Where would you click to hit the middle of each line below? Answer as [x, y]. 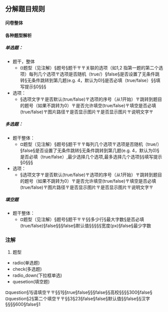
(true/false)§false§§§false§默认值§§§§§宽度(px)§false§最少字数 [86, 226]
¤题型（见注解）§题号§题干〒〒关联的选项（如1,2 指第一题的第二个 [89, 67]
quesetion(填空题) [31, 281]
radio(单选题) [26, 263]
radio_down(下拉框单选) [37, 275]
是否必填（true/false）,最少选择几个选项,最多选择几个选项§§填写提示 [91, 157]
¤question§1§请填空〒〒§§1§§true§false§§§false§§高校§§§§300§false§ [79, 292]
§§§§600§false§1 [23, 304]
